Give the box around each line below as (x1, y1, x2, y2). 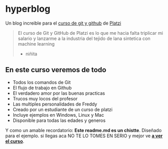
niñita (25, 51, 37, 57)
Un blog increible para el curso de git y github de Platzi (5, 20, 121, 26)
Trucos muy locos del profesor (12, 95, 78, 101)
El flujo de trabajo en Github (12, 84, 72, 91)
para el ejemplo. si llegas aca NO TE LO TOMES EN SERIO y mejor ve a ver (5, 133, 163, 139)
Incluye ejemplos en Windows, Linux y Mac (12, 112, 104, 118)
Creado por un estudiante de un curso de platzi (12, 106, 113, 113)
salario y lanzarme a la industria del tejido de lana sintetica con (17, 35, 151, 41)
